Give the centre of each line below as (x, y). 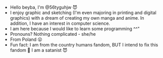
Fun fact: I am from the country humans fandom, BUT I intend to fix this (84, 45)
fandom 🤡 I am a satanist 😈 (39, 50)
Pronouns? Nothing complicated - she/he (53, 34)
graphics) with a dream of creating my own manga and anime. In (77, 18)
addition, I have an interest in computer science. (60, 23)
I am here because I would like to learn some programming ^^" (75, 29)
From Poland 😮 (26, 39)
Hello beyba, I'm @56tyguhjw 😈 (44, 7)
